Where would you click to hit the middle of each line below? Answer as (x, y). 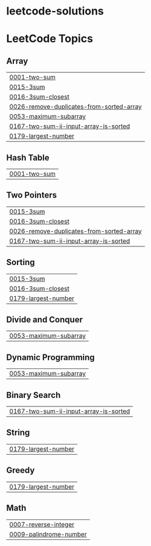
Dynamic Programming (50, 357)
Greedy (21, 470)
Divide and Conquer (45, 320)
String (18, 433)
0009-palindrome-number (48, 534)
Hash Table (28, 157)
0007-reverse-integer (42, 524)
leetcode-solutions (55, 11)
